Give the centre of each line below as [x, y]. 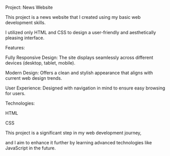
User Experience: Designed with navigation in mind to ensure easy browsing [85, 88]
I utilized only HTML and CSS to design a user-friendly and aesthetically [81, 32]
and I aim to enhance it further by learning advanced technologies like [79, 143]
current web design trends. [34, 78]
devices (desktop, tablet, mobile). [40, 63]
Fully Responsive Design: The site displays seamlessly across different [79, 57]
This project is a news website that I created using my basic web [73, 17]
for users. [15, 93]
